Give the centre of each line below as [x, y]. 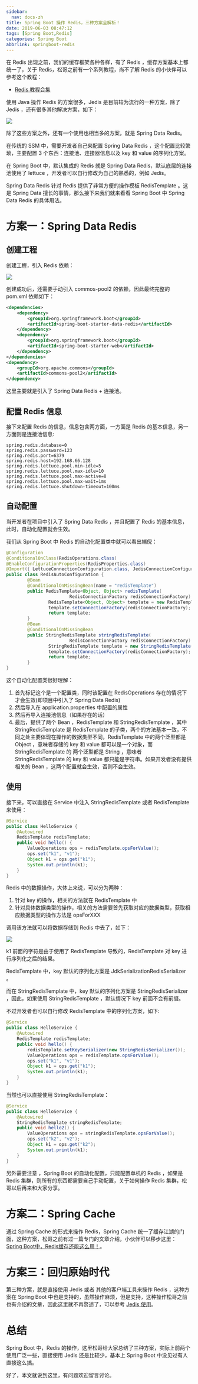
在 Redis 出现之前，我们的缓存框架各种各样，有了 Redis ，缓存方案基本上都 [97, 62]
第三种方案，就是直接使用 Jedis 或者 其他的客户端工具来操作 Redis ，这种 [95, 1289]
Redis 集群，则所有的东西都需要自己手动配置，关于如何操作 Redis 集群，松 [97, 1180]
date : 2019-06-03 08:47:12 [39, 28]
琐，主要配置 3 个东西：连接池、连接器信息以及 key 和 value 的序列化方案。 [98, 153]
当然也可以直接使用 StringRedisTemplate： [58, 1094]
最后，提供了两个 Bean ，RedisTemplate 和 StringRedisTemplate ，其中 [101, 722]
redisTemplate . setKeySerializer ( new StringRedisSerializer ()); [106, 1050]
